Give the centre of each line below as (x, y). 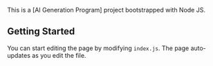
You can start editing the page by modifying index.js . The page (98, 48)
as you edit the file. (59, 55)
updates (19, 55)
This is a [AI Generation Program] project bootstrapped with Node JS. (106, 10)
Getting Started (41, 31)
